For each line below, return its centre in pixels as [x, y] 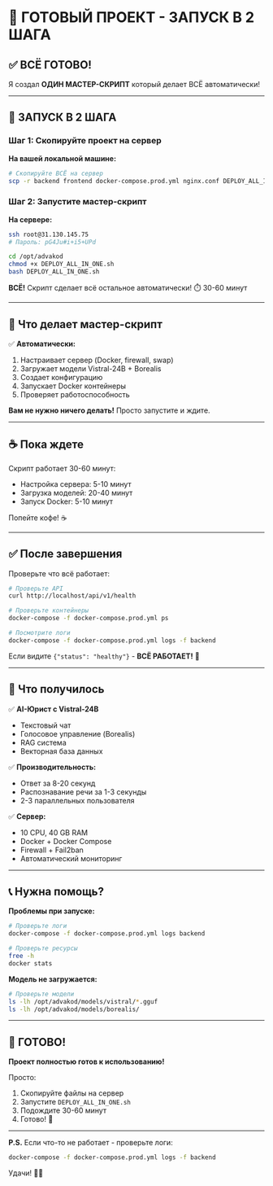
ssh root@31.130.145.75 [49, 234]
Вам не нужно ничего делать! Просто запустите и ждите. [109, 410]
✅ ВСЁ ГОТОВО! [50, 65]
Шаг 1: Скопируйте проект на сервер [85, 141]
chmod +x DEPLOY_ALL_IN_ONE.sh [61, 265]
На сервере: [30, 219]
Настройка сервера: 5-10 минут [76, 484]
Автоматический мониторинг [71, 858]
